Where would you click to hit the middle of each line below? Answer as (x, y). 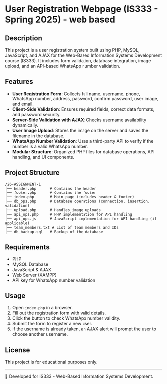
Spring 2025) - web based (60, 20)
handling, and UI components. (43, 157)
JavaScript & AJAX (32, 270)
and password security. (36, 114)
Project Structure (32, 173)
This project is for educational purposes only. (51, 362)
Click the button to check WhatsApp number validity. (66, 318)
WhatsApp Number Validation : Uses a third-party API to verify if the (83, 141)
